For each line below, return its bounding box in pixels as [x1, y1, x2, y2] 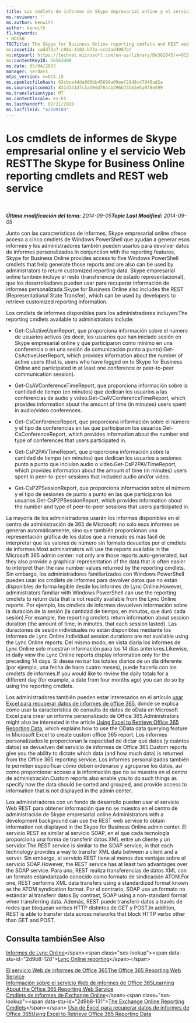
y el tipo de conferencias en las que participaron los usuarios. [14, 425, 163, 432]
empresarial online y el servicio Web [6, 144, 186, 158]
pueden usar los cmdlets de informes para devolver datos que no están [6, 577, 178, 584]
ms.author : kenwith [6, 19, 54, 25]
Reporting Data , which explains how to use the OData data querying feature [6, 725, 188, 732]
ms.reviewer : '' [6, 14, 45, 20]
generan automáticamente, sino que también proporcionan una [6, 527, 157, 534]
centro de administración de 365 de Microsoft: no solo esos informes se [6, 521, 180, 528]
